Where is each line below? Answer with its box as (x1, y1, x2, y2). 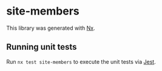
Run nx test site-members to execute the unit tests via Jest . (6, 58, 156, 65)
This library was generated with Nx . (6, 24, 95, 32)
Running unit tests (6, 42, 77, 52)
